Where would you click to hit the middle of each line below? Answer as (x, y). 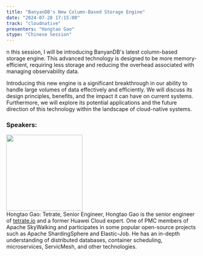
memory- (185, 59)
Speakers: (22, 125)
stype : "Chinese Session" (39, 35)
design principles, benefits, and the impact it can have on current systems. (100, 96)
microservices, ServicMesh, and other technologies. (72, 247)
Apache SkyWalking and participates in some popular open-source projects (101, 227)
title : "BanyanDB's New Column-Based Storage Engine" (76, 12)
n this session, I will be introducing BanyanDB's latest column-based (92, 52)
